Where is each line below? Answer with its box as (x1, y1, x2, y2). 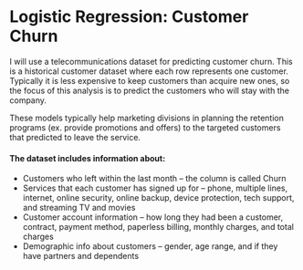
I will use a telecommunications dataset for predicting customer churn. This (9, 56, 294, 67)
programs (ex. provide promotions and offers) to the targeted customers (9, 121, 281, 133)
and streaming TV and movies (22, 202, 136, 213)
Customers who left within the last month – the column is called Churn (22, 173, 287, 184)
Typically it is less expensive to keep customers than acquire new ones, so (9, 75, 290, 86)
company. (9, 94, 47, 106)
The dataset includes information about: (9, 152, 166, 163)
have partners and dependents (22, 251, 140, 262)
